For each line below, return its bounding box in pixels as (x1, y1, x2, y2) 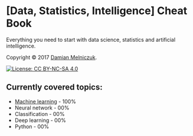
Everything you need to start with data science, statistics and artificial (6, 36, 176, 43)
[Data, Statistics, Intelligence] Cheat (6, 4, 188, 18)
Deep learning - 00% (14, 117, 67, 124)
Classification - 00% (14, 110, 65, 117)
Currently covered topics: (6, 82, 103, 92)
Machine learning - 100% (14, 98, 77, 105)
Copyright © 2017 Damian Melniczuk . (6, 54, 97, 61)
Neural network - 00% (14, 104, 70, 111)
